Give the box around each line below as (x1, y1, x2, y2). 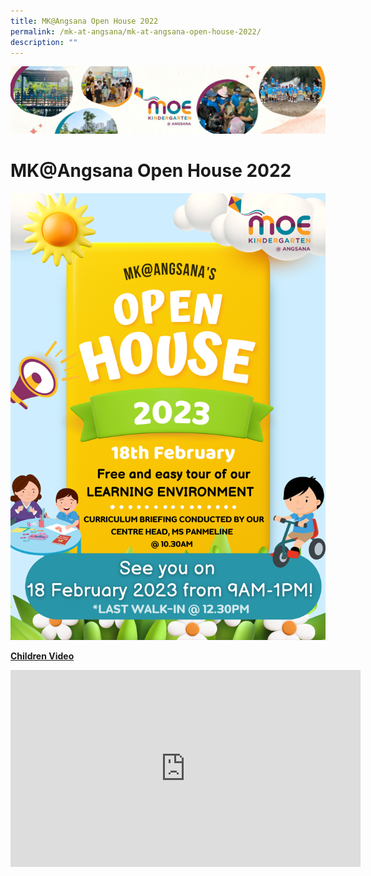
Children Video (10, 650, 75, 662)
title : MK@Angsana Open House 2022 (10, 16, 159, 26)
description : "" (10, 37, 78, 47)
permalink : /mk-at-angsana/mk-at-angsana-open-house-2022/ (10, 26, 262, 37)
